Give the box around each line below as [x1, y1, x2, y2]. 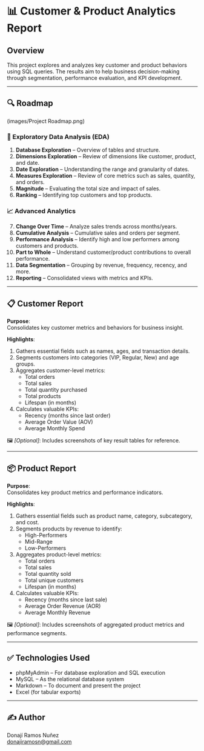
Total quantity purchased [24, 386, 87, 393]
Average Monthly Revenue [24, 609, 91, 616]
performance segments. [7, 630, 67, 637]
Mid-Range [24, 538, 53, 546]
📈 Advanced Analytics [7, 207, 76, 215]
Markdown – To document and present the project [15, 682, 141, 689]
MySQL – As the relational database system [15, 675, 125, 683]
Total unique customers [24, 576, 84, 584]
